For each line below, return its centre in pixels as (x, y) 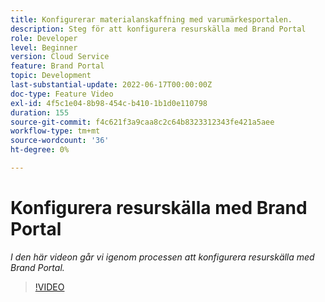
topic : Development (51, 76)
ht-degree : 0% (40, 150)
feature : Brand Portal (57, 66)
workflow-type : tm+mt (55, 131)
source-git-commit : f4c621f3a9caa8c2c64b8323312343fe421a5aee (142, 122)
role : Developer (44, 38)
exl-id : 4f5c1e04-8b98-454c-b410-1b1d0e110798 (109, 103)
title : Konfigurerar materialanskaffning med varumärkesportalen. (151, 19)
